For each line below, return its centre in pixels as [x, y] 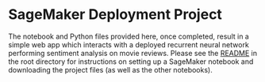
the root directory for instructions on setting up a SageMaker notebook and [131, 61]
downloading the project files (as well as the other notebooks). [110, 69]
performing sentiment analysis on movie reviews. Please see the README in [133, 53]
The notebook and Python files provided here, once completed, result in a [129, 36]
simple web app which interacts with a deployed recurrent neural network [129, 44]
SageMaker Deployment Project [115, 15]
